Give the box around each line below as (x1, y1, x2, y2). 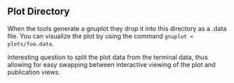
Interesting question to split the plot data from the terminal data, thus (7, 53, 208, 61)
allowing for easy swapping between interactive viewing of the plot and (7, 60, 216, 69)
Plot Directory (7, 6, 70, 18)
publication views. (7, 68, 60, 76)
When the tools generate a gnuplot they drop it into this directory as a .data (7, 24, 227, 32)
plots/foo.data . (7, 39, 55, 48)
